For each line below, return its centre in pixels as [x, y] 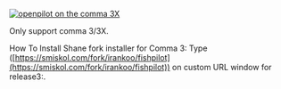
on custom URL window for [222, 67]
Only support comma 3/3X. [59, 31]
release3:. [28, 77]
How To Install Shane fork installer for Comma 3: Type [108, 48]
